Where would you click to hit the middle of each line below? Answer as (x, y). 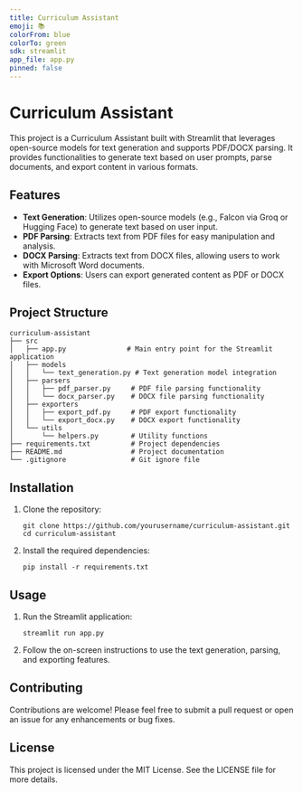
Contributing (46, 688)
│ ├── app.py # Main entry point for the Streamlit (141, 349)
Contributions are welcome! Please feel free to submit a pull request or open (151, 710)
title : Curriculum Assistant (64, 18)
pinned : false (36, 69)
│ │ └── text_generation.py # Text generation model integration (143, 373)
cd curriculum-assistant (69, 534)
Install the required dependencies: (86, 551)
